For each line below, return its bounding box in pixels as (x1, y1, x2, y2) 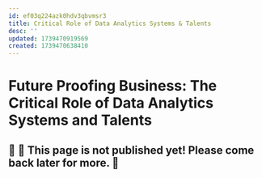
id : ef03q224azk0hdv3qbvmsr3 (8, 11, 107, 20)
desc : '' (8, 27, 38, 35)
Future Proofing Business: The (8, 77, 218, 95)
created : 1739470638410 (8, 42, 89, 50)
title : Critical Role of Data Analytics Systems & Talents (8, 19, 212, 28)
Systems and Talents (8, 111, 152, 129)
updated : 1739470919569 (8, 34, 89, 43)
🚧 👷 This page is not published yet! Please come (8, 143, 255, 157)
